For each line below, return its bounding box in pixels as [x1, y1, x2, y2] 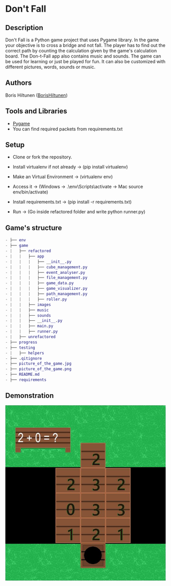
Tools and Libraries [5, 107, 67, 116]
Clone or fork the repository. [12, 154, 72, 160]
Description [5, 23, 43, 32]
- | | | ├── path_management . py [5, 291, 88, 296]
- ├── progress [5, 340, 38, 345]
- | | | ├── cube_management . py [5, 264, 88, 270]
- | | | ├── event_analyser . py [5, 270, 85, 275]
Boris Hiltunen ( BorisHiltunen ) [5, 92, 68, 98]
